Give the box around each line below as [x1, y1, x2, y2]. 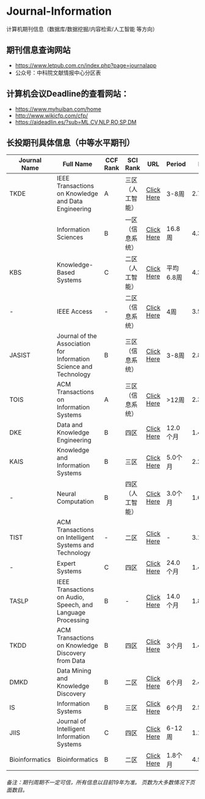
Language [57, 608, 86, 617]
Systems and [57, 541, 95, 550]
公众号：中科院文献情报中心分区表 [15, 69, 101, 76]
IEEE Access [57, 308, 93, 316]
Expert [57, 559, 76, 568]
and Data [57, 197, 83, 206]
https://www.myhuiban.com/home [15, 105, 102, 113]
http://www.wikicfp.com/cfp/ [15, 112, 88, 119]
